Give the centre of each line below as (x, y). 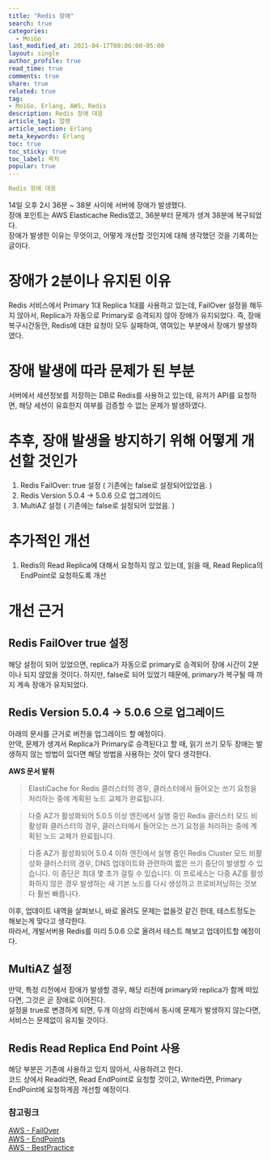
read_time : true (36, 69)
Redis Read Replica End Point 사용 (94, 1048)
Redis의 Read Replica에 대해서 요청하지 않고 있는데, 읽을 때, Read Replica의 (142, 565)
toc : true (25, 144)
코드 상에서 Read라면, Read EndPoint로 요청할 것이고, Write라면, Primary (125, 1079)
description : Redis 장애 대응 (56, 114)
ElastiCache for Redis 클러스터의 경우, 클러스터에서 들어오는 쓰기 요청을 (142, 788)
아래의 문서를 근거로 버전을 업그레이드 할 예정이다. (87, 733)
